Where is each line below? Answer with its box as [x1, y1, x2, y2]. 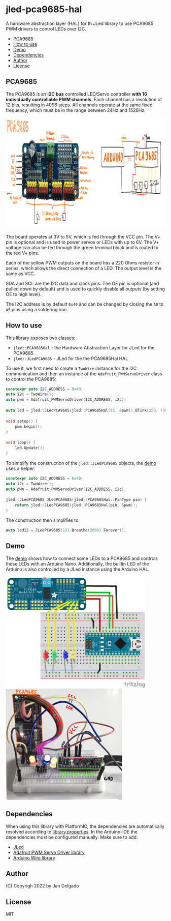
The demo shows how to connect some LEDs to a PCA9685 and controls [6, 555, 158, 561]
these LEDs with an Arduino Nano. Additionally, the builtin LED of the [6, 560, 149, 567]
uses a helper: [6, 465, 36, 471]
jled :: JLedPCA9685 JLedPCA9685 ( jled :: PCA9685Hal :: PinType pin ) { [6, 497, 147, 502]
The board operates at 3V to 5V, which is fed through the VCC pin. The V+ [6, 233, 161, 240]
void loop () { [6, 440, 36, 445]
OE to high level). [6, 291, 42, 297]
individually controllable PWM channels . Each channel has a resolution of [6, 96, 162, 102]
